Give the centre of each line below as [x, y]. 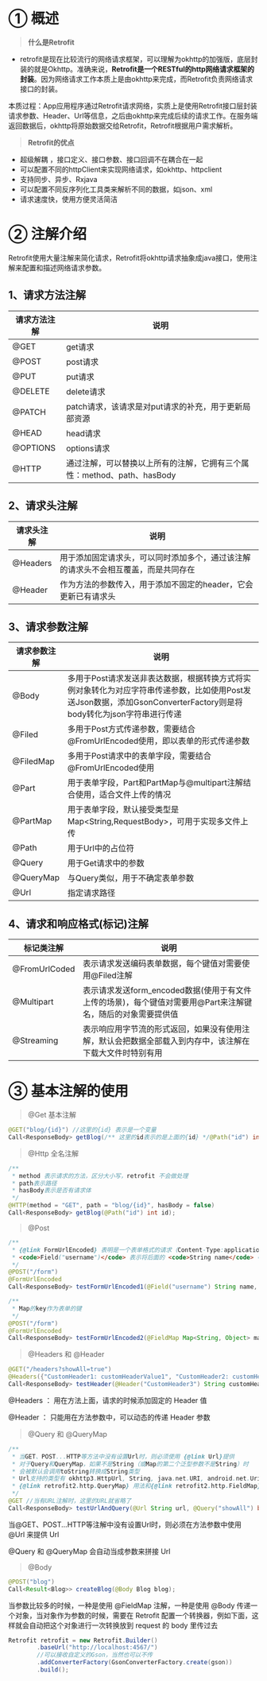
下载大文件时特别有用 [123, 1053]
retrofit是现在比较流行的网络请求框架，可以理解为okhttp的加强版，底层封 [139, 59]
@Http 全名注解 [53, 1153]
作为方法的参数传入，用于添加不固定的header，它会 [156, 584]
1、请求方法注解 [47, 295]
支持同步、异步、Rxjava [58, 179]
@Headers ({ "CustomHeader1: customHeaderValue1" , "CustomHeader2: [118, 1377]
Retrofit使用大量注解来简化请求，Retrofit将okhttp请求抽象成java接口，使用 [130, 258]
